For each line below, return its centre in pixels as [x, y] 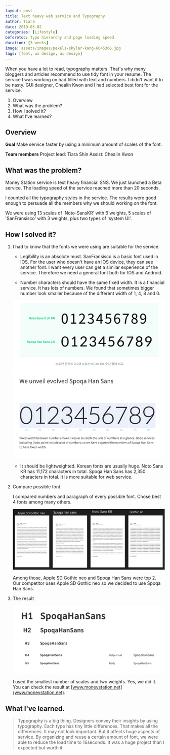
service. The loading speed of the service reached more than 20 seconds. [83, 188]
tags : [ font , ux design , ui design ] [44, 53]
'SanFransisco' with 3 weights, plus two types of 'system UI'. [69, 218]
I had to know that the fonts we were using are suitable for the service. [86, 247]
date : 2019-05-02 [24, 27]
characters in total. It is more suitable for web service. [76, 477]
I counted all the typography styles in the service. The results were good [81, 198]
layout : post [19, 11]
